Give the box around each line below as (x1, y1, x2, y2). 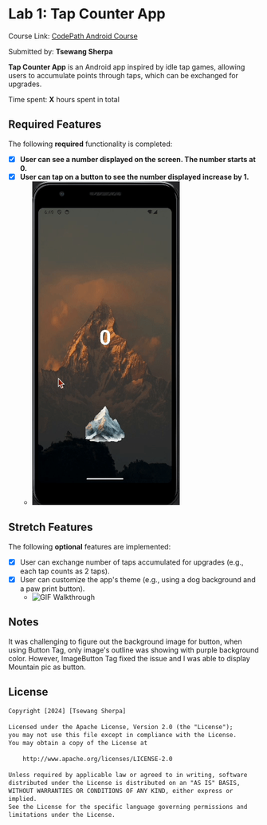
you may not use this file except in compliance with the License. (8, 732, 238, 740)
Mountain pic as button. (8, 662, 86, 672)
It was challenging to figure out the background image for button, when (8, 637, 243, 646)
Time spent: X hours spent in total (8, 94, 120, 104)
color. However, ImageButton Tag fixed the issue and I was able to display (8, 653, 251, 663)
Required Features (8, 117, 102, 132)
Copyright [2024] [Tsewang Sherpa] (8, 708, 127, 716)
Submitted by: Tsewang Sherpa (8, 46, 113, 56)
